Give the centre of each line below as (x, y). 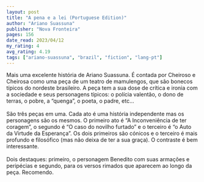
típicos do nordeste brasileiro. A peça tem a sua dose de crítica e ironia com (102, 88)
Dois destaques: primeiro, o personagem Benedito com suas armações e (98, 159)
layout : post (23, 12)
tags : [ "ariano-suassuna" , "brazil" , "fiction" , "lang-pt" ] (85, 57)
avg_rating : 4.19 (28, 52)
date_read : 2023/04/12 (35, 40)
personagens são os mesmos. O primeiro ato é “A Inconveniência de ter (97, 120)
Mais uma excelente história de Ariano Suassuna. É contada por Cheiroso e (101, 75)
